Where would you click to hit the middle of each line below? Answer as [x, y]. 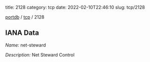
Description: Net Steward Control [40, 54]
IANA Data [22, 33]
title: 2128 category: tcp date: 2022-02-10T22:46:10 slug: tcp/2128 [75, 7]
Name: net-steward [26, 45]
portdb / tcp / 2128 [25, 17]
